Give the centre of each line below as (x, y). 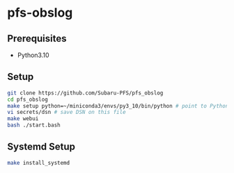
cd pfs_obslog (28, 99)
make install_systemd (39, 163)
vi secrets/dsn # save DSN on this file (67, 113)
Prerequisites (37, 39)
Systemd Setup (41, 147)
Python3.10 (33, 55)
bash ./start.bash (34, 125)
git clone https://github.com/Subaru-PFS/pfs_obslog (85, 93)
